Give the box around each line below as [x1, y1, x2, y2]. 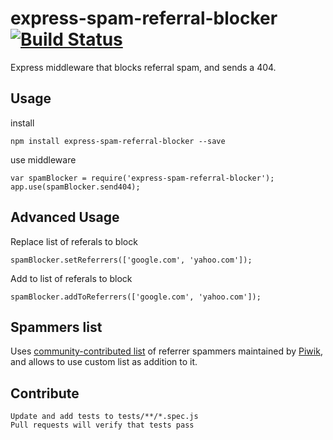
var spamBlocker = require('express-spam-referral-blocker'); [10, 173, 275, 183]
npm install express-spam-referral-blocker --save [10, 136, 226, 146]
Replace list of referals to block [10, 235, 138, 247]
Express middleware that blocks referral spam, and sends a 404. [10, 61, 277, 73]
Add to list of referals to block [10, 272, 133, 284]
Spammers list [10, 318, 103, 336]
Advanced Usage [10, 209, 120, 226]
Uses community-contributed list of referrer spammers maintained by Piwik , [10, 345, 323, 357]
